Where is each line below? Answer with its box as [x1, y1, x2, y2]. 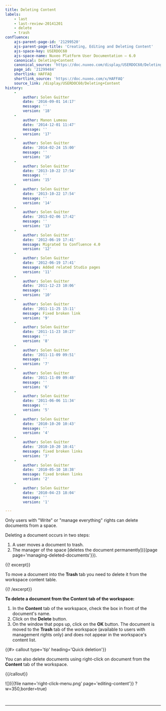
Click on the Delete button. [12, 616, 68, 622]
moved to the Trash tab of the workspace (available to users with [12, 626, 146, 632]
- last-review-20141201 [14, 21, 63, 26]
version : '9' [23, 315, 50, 321]
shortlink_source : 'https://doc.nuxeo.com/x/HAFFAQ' [14, 76, 125, 81]
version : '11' [23, 269, 52, 275]
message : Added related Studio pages [23, 265, 100, 270]
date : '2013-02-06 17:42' [23, 214, 77, 219]
